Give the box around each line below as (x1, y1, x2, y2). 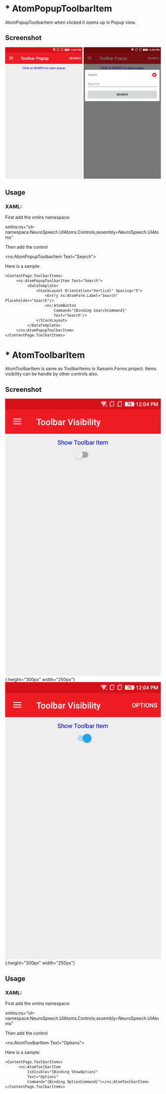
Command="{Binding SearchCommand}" (53, 308, 127, 313)
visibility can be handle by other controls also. (5, 371, 99, 377)
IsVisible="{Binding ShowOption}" (27, 1069, 98, 1074)
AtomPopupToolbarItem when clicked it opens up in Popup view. (5, 19, 136, 25)
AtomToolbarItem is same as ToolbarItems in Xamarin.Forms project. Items (5, 366, 157, 372)
